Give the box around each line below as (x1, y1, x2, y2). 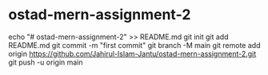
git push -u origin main (8, 57, 83, 67)
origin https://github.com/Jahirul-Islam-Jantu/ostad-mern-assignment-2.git (8, 49, 257, 58)
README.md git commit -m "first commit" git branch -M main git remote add (8, 40, 261, 49)
